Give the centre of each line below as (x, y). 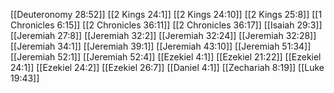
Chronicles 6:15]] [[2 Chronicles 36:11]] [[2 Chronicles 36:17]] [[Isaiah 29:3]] (166, 25)
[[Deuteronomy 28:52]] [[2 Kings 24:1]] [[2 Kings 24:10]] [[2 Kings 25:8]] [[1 (166, 14)
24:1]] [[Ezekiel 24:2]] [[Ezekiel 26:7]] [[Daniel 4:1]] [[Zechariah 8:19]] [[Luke (167, 67)
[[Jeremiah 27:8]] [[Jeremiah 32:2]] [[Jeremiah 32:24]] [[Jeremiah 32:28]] (163, 35)
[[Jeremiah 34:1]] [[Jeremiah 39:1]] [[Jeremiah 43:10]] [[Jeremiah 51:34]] (161, 46)
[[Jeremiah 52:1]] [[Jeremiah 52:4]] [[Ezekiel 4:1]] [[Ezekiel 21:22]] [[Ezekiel (166, 57)
